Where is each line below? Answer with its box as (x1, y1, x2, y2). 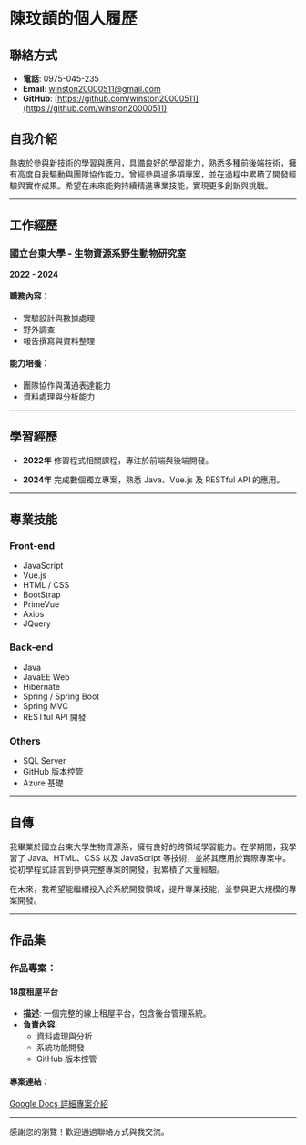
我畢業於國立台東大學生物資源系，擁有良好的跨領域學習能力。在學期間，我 (9, 841, 289, 852)
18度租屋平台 (9, 986, 59, 997)
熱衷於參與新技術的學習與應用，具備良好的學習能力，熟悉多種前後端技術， (9, 157, 289, 168)
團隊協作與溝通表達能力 (22, 380, 111, 390)
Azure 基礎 (22, 777, 64, 788)
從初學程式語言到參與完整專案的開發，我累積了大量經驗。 (9, 864, 225, 875)
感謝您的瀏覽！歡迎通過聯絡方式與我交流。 (9, 1126, 169, 1137)
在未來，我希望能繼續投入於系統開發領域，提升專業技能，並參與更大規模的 (9, 883, 289, 894)
